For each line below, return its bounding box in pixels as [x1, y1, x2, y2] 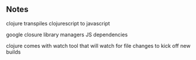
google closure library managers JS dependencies [6, 31, 128, 38]
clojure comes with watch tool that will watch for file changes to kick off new [6, 42, 191, 49]
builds [6, 48, 21, 55]
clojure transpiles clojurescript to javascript [6, 20, 110, 27]
